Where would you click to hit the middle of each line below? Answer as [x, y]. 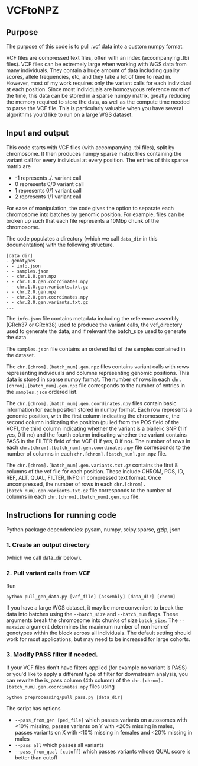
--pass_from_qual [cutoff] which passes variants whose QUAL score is [103, 751]
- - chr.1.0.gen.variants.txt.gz [47, 287]
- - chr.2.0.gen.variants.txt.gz [47, 302]
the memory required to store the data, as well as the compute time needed [98, 102]
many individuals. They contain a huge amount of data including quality [93, 70]
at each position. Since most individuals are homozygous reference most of [98, 89]
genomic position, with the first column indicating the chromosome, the [93, 416]
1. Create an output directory [48, 544]
